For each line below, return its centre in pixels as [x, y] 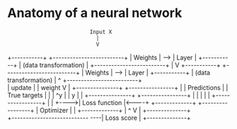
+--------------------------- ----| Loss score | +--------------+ [99, 118]
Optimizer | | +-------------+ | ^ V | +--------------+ [115, 110]
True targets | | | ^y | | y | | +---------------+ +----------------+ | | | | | [109, 95]
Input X [101, 32]
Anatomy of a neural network [95, 13]
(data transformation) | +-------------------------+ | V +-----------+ [121, 64]
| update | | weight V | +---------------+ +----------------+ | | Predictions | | [118, 87]
